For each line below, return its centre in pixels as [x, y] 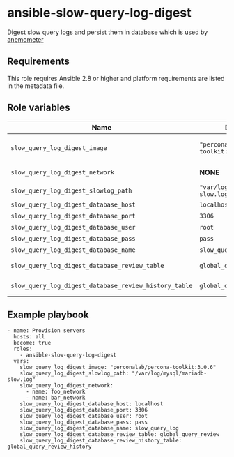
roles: [23, 349]
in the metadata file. [36, 86]
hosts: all [29, 337]
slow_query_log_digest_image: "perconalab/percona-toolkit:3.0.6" [118, 368]
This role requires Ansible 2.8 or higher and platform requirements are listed [116, 78]
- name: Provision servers [46, 331]
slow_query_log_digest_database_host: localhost [92, 404]
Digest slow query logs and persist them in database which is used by [108, 32]
